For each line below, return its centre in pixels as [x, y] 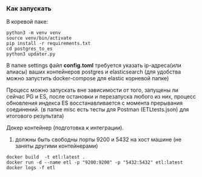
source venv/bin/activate [39, 38]
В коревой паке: [27, 22]
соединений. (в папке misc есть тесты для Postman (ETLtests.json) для [98, 109]
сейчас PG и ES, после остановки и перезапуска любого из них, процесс [101, 97]
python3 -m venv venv [34, 33]
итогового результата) [35, 116]
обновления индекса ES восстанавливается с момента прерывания [95, 103]
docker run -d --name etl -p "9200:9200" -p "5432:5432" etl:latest [95, 162]
